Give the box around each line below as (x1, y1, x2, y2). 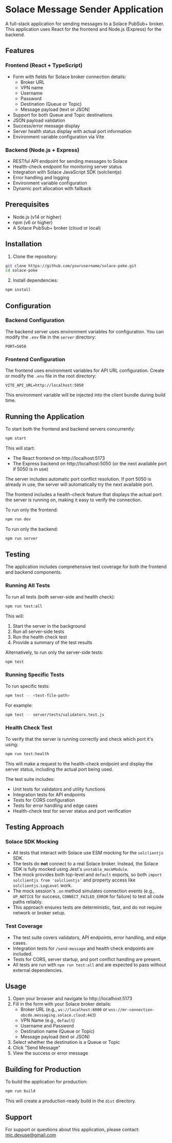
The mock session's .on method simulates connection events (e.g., (12, 888, 155, 894)
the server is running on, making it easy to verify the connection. (5, 497, 142, 503)
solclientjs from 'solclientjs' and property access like (12, 877, 136, 883)
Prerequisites (5, 200, 49, 209)
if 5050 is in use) (12, 466, 49, 472)
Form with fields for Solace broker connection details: (12, 73, 127, 80)
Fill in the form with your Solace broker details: (12, 1001, 111, 1007)
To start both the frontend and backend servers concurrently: (5, 425, 135, 432)
